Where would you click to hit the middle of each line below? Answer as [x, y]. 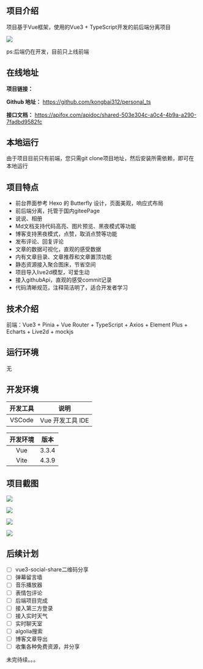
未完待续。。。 [22, 659]
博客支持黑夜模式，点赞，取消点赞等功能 [66, 234]
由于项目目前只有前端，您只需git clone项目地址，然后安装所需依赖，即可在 [100, 158]
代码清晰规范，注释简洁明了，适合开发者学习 [72, 288]
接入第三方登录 [34, 608]
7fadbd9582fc [24, 122]
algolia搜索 [29, 631]
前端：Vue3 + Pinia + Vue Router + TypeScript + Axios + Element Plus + [97, 325]
